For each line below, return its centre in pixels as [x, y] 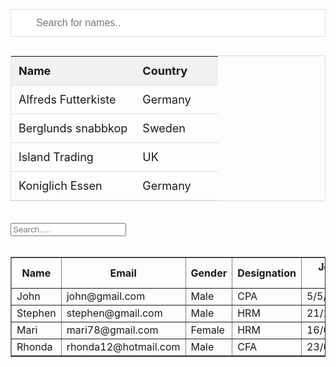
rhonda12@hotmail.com [123, 346]
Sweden [164, 128]
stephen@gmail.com [114, 313]
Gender [209, 273]
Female [207, 330]
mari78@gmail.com [112, 330]
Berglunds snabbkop [73, 128]
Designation [267, 273]
